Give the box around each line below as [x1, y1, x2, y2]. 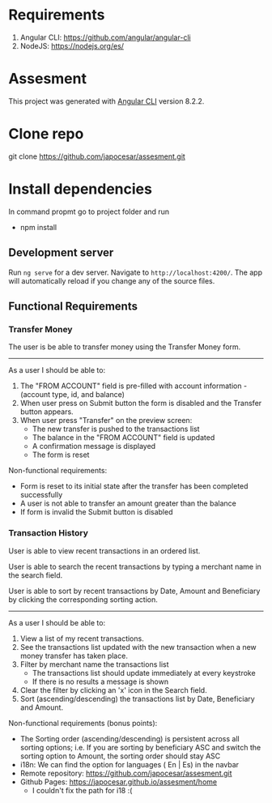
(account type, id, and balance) [19, 390, 125, 399]
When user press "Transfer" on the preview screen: [19, 416, 193, 425]
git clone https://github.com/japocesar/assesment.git [8, 152, 186, 161]
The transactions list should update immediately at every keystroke [32, 668, 257, 677]
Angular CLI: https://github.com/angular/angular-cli [19, 32, 192, 42]
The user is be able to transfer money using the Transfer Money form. [8, 342, 241, 352]
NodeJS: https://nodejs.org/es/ [19, 41, 124, 50]
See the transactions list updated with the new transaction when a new [19, 642, 257, 651]
